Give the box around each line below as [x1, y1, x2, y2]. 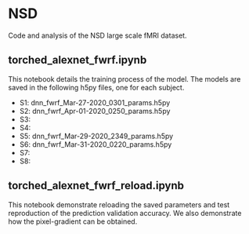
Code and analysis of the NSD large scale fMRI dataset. [8, 31, 187, 40]
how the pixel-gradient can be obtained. [8, 217, 138, 226]
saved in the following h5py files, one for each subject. [8, 82, 185, 92]
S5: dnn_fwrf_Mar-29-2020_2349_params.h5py [19, 131, 174, 141]
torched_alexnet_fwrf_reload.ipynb [8, 179, 185, 192]
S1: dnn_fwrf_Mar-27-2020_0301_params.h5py [19, 97, 171, 107]
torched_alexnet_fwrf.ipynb [8, 53, 147, 67]
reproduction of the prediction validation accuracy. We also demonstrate [8, 208, 242, 218]
